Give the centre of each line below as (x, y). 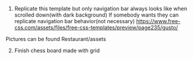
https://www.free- (159, 21)
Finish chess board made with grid (57, 50)
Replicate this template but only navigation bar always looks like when (100, 9)
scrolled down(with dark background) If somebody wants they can (96, 15)
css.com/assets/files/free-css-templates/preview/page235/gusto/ (96, 27)
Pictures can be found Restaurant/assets (56, 39)
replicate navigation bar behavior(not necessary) (75, 21)
